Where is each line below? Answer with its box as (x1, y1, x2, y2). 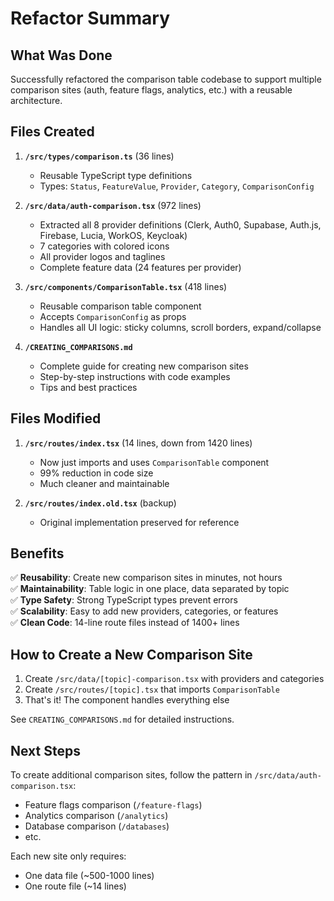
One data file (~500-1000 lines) (24, 870, 155, 882)
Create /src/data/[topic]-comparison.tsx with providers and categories (24, 673, 325, 685)
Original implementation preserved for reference (39, 516, 240, 528)
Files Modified (10, 410, 102, 427)
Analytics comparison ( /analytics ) (24, 810, 169, 822)
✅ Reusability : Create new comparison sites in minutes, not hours (10, 572, 283, 584)
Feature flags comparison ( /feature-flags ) (24, 799, 203, 811)
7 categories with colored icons (39, 240, 170, 252)
